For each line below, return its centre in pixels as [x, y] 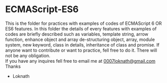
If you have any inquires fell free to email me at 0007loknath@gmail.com [80, 61]
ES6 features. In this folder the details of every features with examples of [81, 28]
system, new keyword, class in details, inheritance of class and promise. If [82, 45]
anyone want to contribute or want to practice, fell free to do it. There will [81, 50]
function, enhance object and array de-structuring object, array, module [80, 39]
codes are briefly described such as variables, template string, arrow [77, 34]
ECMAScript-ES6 [42, 9]
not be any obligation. [28, 55]
